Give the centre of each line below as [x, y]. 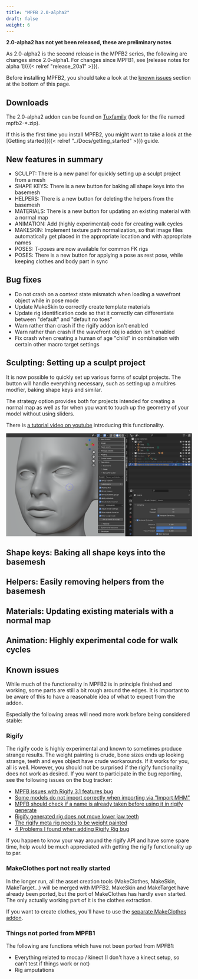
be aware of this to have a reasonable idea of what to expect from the [91, 697]
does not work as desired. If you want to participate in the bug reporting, [94, 774]
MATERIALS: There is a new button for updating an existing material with [103, 211]
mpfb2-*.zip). [23, 123]
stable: [14, 721]
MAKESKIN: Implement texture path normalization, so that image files [99, 230]
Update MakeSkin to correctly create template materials [82, 306]
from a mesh [30, 180]
